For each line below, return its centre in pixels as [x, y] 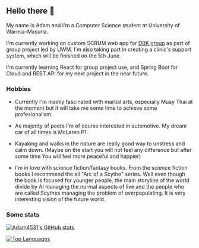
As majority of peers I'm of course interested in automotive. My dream [101, 126]
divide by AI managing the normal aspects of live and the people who [99, 187]
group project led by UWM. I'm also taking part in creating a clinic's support [99, 49]
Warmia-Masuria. [27, 31]
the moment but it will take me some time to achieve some [86, 108]
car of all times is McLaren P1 [51, 132]
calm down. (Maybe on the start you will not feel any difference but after [103, 150]
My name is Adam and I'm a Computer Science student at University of [93, 25]
